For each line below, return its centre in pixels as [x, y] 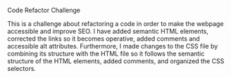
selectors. [22, 69]
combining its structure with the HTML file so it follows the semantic [106, 53]
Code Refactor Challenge [44, 10]
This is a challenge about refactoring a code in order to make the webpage [115, 24]
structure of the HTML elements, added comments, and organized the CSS [116, 61]
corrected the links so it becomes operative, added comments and [104, 39]
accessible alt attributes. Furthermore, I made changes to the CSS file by [113, 46]
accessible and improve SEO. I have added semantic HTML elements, [108, 31]
